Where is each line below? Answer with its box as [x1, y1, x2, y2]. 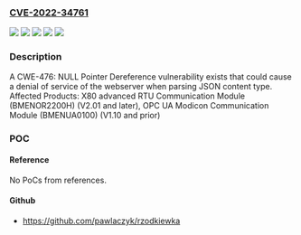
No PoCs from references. [9, 174, 107, 185]
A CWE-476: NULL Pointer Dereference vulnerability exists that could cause [9, 70, 292, 82]
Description [9, 51, 62, 63]
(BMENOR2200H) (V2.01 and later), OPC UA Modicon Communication [9, 99, 269, 110]
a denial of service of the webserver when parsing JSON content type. [9, 80, 273, 91]
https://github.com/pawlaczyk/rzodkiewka [22, 215, 181, 226]
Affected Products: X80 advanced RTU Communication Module [9, 90, 246, 101]
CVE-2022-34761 [9, 6, 89, 19]
